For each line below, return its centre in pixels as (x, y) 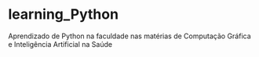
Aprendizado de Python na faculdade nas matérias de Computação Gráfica (129, 36)
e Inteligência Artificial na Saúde (60, 44)
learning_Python (64, 14)
